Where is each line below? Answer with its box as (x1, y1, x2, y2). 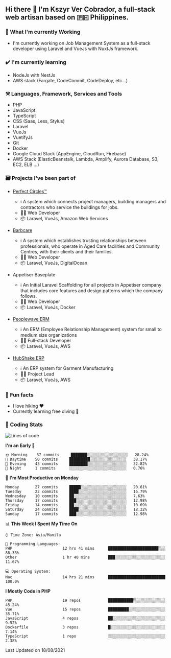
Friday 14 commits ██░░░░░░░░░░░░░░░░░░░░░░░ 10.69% (5, 503, 147, 508)
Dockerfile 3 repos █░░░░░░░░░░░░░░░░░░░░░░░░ (5, 625, 166, 630)
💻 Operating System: (5, 569, 51, 574)
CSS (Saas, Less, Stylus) (12, 118, 65, 124)
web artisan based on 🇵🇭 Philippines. (5, 13, 129, 22)
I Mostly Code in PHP (5, 588, 51, 594)
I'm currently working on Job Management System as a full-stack (12, 40, 151, 46)
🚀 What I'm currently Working (5, 29, 81, 36)
